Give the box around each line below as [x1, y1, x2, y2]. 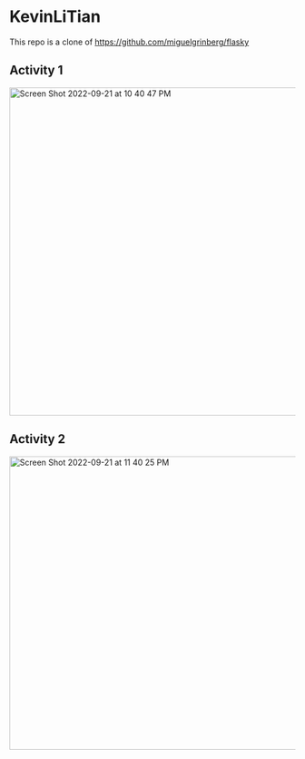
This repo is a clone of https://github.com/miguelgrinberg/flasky [9, 36, 250, 47]
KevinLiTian [9, 6, 102, 27]
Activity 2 [9, 431, 66, 447]
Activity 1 [9, 63, 64, 78]
